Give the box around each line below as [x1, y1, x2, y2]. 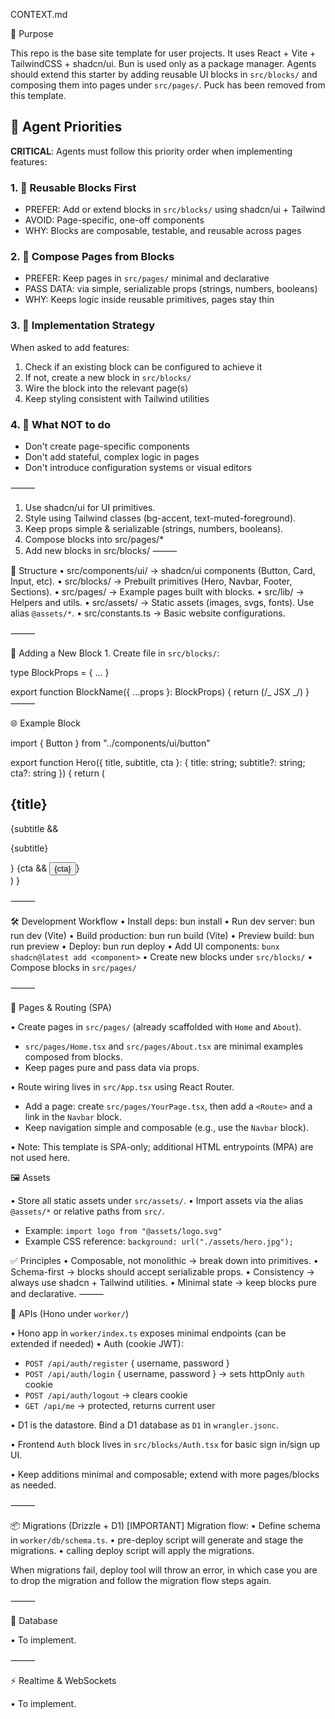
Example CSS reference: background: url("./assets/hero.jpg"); [24, 1235, 294, 1247]
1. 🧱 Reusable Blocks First [10, 180, 137, 194]
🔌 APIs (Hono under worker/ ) [10, 1307, 130, 1319]
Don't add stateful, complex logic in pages [24, 451, 200, 463]
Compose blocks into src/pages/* [24, 534, 165, 545]
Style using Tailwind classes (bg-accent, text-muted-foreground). [24, 512, 297, 524]
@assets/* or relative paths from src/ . [10, 1205, 165, 1217]
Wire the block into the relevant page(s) [24, 382, 189, 394]
